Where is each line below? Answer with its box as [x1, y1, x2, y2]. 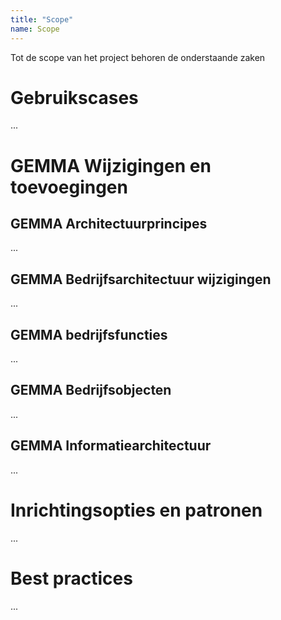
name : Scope [10, 24, 60, 34]
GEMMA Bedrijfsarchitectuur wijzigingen [10, 271, 272, 288]
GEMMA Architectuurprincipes [10, 216, 208, 233]
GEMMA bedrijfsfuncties [10, 326, 168, 343]
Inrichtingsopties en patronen [10, 499, 263, 521]
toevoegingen [10, 176, 128, 198]
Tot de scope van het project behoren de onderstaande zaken [10, 51, 266, 63]
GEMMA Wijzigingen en [10, 154, 212, 177]
